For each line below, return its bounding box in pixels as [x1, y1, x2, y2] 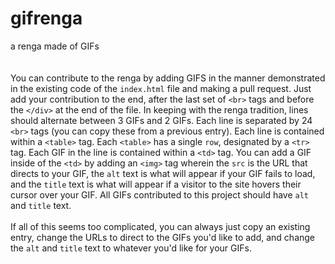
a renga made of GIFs [10, 40, 100, 52]
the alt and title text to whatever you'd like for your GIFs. [10, 242, 252, 254]
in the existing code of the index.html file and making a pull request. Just [10, 82, 312, 94]
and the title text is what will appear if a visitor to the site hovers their [10, 178, 302, 190]
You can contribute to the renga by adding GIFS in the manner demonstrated [10, 72, 326, 84]
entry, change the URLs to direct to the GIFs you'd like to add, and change [10, 231, 316, 243]
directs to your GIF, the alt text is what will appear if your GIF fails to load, [10, 167, 316, 179]
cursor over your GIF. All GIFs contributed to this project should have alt [10, 188, 310, 201]
